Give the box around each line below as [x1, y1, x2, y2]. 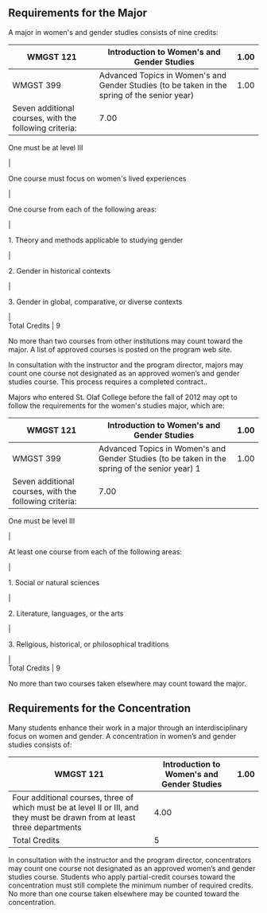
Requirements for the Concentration [8, 701, 192, 715]
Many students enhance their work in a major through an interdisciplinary [8, 723, 248, 732]
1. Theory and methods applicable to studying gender [8, 235, 184, 245]
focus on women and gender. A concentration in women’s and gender [8, 731, 237, 740]
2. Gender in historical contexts [8, 266, 111, 275]
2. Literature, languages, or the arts [8, 608, 124, 618]
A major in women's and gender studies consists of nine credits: [8, 27, 219, 37]
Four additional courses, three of [12, 791, 133, 802]
